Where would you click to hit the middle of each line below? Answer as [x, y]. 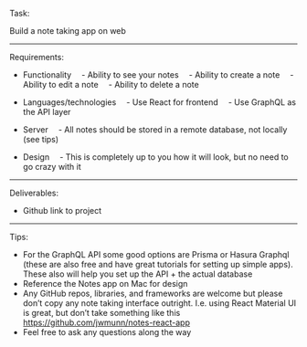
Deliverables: [34, 193]
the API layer [47, 112]
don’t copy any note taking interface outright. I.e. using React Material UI [159, 303]
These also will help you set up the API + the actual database [138, 274]
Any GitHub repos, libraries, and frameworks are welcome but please [153, 293]
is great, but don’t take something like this [101, 313]
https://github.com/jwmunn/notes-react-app [106, 322]
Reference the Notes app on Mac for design [105, 284]
